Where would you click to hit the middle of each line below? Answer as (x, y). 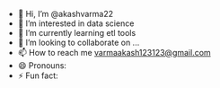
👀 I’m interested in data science (76, 23)
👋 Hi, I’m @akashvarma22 (66, 14)
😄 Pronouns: (42, 66)
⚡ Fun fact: (38, 75)
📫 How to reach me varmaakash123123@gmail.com (114, 53)
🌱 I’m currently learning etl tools (77, 33)
